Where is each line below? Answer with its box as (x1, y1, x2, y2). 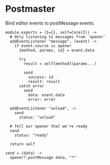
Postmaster (5, 3, 56, 15)
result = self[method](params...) (23, 61, 97, 66)
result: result (28, 79, 60, 84)
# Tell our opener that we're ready (10, 124, 88, 129)
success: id (28, 75, 53, 80)
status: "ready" (14, 132, 49, 138)
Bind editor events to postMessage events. (5, 20, 95, 26)
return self (10, 142, 36, 147)
